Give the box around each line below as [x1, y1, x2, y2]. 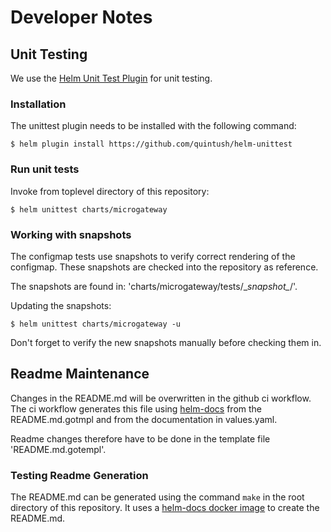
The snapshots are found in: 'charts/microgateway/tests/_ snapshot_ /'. [10, 280, 298, 292]
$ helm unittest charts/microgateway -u [10, 319, 182, 329]
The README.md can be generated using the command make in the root [10, 491, 305, 503]
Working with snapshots [10, 227, 132, 241]
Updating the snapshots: [10, 299, 112, 311]
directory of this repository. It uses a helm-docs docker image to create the [10, 502, 320, 513]
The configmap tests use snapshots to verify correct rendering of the [10, 250, 296, 262]
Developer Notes [10, 6, 153, 29]
